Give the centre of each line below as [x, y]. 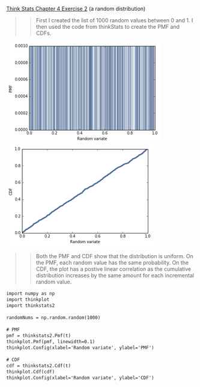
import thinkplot [28, 300]
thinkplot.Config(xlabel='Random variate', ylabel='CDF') [80, 378]
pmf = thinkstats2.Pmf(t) [38, 336]
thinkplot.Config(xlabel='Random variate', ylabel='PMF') [80, 348]
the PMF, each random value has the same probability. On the [112, 262]
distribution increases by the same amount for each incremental [115, 275]
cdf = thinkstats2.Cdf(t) [38, 366]
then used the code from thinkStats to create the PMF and [108, 27]
